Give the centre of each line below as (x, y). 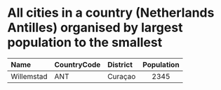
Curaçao (122, 76)
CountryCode (78, 64)
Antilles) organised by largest (95, 28)
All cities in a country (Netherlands (111, 13)
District (120, 64)
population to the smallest (85, 43)
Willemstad (29, 76)
